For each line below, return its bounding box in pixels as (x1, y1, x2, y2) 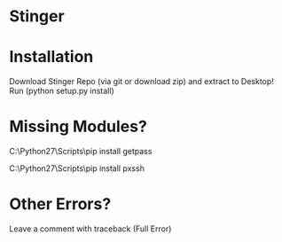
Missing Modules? (9, 117, 148, 137)
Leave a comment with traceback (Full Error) (9, 223, 172, 234)
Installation (9, 47, 94, 67)
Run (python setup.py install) (9, 86, 115, 97)
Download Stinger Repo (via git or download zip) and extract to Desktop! (9, 76, 275, 87)
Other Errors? (9, 194, 112, 215)
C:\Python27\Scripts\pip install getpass (9, 146, 153, 157)
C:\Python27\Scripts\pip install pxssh (9, 163, 145, 174)
